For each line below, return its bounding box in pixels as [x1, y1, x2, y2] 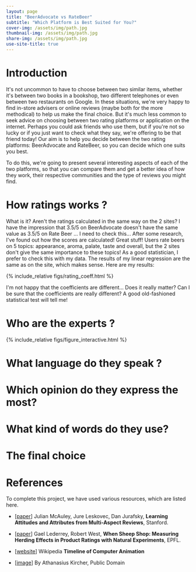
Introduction [6, 67, 68, 80]
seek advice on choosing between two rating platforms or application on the [6, 116, 190, 123]
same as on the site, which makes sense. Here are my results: [6, 261, 155, 268]
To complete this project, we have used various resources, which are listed [6, 495, 186, 502]
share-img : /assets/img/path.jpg [6, 36, 87, 42]
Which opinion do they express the [6, 384, 178, 397]
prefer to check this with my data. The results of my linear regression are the [6, 255, 190, 262]
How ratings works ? [6, 198, 108, 211]
